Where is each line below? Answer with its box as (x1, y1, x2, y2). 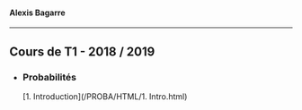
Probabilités (22, 71, 77, 83)
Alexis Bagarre (9, 7, 66, 18)
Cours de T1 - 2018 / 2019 (9, 44, 155, 59)
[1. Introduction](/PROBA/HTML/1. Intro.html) (22, 90, 188, 102)
